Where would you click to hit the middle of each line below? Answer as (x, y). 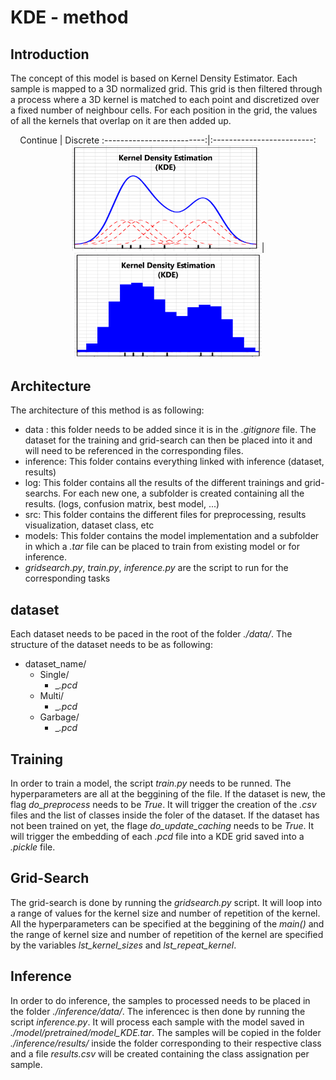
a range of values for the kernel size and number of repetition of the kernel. (165, 913)
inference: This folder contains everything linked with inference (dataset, (174, 462)
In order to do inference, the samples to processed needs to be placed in (160, 1000)
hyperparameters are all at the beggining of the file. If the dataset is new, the (168, 793)
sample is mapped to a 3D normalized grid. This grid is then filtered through (166, 89)
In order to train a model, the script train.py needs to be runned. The (151, 783)
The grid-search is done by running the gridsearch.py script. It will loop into (166, 902)
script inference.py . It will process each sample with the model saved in (157, 1022)
